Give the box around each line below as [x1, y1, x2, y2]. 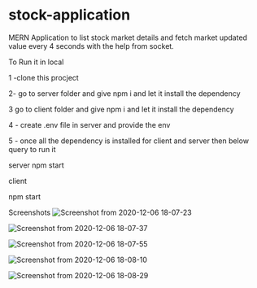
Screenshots [8, 207, 51, 217]
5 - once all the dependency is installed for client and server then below [8, 136, 250, 146]
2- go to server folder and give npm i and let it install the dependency [8, 88, 241, 98]
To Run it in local [8, 57, 64, 67]
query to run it [8, 144, 56, 154]
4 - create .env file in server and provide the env [8, 120, 171, 129]
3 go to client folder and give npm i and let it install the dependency [8, 104, 234, 114]
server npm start [8, 160, 65, 170]
